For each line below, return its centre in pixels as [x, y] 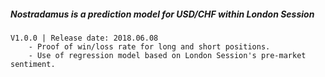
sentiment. [33, 64]
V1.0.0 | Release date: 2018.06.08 [84, 38]
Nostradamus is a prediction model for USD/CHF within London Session [162, 14]
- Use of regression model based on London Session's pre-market [167, 55]
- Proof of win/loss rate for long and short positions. [149, 46]
